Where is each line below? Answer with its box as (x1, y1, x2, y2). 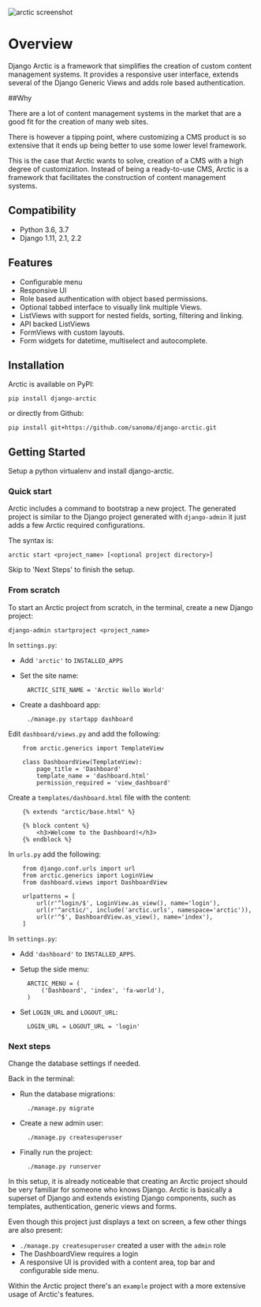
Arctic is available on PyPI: (8, 380, 95, 389)
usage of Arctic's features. (8, 1290, 95, 1299)
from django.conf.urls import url (22, 864, 136, 872)
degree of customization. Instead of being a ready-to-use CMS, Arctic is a (8, 164, 248, 174)
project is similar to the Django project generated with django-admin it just (8, 512, 247, 522)
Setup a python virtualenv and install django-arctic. (8, 466, 175, 476)
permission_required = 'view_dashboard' (36, 778, 171, 787)
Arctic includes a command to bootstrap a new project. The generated (8, 504, 237, 513)
